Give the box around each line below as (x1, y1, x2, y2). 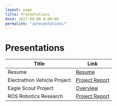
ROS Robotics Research (7, 93, 63, 100)
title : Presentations (5, 12, 50, 17)
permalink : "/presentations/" (5, 21, 68, 26)
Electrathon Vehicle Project (7, 77, 71, 84)
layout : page (5, 7, 32, 12)
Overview (75, 85, 99, 92)
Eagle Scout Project (7, 85, 54, 92)
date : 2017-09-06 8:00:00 (5, 16, 59, 21)
